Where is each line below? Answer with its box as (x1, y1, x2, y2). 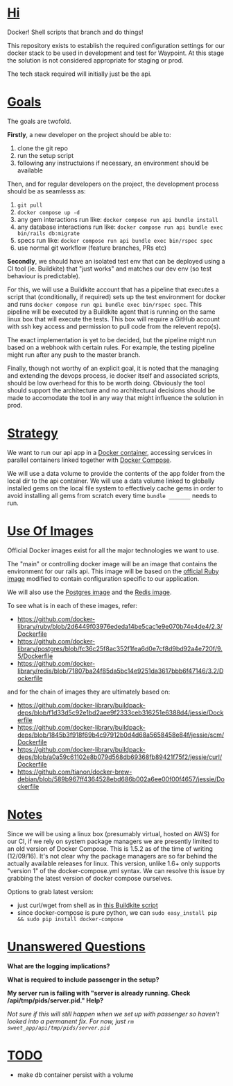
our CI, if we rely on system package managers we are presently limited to (7, 837, 220, 845)
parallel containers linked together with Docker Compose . (7, 456, 172, 464)
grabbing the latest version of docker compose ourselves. (7, 874, 173, 882)
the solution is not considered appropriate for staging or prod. (7, 56, 184, 64)
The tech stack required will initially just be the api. (7, 70, 153, 78)
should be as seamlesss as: (7, 186, 86, 195)
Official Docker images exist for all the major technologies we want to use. (7, 546, 219, 554)
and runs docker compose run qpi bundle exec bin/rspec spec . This (7, 300, 202, 308)
